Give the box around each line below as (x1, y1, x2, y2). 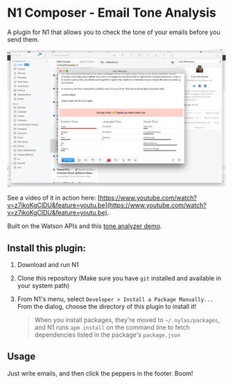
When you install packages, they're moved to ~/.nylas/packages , (34, 316, 220, 324)
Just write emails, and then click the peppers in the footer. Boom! (7, 369, 193, 377)
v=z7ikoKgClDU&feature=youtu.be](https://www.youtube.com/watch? (7, 201, 207, 209)
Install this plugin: (7, 242, 87, 254)
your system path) (17, 282, 70, 290)
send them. (7, 35, 40, 43)
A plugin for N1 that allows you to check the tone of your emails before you (7, 28, 221, 36)
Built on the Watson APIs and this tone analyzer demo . (7, 222, 162, 230)
